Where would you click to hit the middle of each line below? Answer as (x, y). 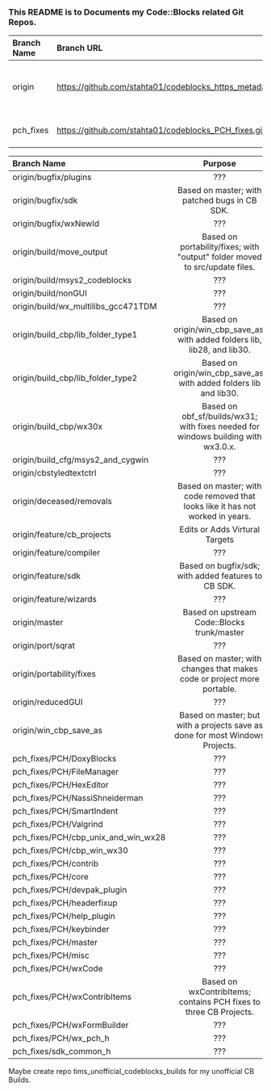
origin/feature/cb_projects (62, 535)
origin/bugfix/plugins (52, 178)
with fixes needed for (220, 426)
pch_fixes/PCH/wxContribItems (72, 997)
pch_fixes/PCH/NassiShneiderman (78, 798)
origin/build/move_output (60, 252)
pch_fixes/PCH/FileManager (66, 772)
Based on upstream (219, 612)
